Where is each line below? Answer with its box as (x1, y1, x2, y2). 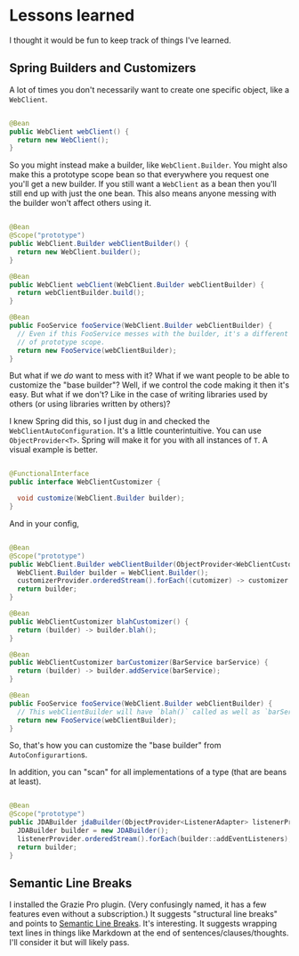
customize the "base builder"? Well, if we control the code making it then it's (9, 380, 290, 390)
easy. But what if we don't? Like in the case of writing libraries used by (9, 389, 269, 400)
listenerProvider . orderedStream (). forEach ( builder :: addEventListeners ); (17, 834, 293, 843)
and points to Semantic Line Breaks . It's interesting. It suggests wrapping (9, 919, 278, 929)
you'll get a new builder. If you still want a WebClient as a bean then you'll (9, 179, 278, 190)
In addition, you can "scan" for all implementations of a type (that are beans (9, 767, 287, 778)
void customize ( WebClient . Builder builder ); (17, 494, 185, 503)
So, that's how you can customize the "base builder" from (9, 740, 222, 751)
